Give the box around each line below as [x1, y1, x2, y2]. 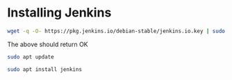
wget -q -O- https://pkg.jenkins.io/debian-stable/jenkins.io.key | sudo [7, 28, 226, 34]
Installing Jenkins [7, 5, 112, 21]
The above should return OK [7, 40, 88, 48]
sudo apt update [7, 53, 54, 60]
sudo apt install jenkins [7, 66, 82, 73]
